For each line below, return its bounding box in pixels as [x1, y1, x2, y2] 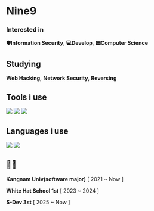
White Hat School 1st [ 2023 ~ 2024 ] [6, 187, 100, 194]
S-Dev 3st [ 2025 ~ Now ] [6, 198, 70, 206]
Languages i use [6, 126, 69, 136]
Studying [6, 58, 41, 69]
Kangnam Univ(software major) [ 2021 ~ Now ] [6, 175, 124, 182]
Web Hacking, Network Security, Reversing [6, 75, 117, 82]
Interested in [6, 26, 44, 34]
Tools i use [6, 92, 47, 102]
